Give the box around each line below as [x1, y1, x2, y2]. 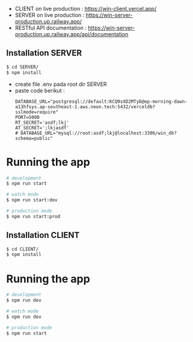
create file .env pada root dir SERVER [14, 81, 107, 88]
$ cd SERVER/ [6, 64, 39, 70]
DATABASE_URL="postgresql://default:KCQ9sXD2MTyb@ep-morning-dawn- [14, 99, 188, 105]
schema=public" [14, 135, 54, 141]
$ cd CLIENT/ [6, 246, 39, 252]
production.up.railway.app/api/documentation [14, 31, 129, 38]
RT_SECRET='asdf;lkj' [14, 120, 69, 126]
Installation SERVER [6, 48, 82, 58]
